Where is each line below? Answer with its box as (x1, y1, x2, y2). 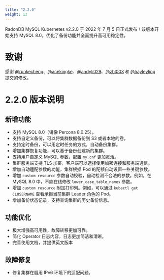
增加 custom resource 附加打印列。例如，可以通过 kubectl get (12, 185, 138, 191)
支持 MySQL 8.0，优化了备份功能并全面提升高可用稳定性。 (9, 32, 128, 38)
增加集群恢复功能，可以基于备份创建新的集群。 (12, 148, 107, 154)
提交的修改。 (5, 75, 31, 81)
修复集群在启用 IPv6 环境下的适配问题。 (12, 270, 93, 276)
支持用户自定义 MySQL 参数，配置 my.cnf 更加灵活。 (12, 154, 119, 160)
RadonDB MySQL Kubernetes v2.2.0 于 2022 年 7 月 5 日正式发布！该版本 (5, 26, 155, 32)
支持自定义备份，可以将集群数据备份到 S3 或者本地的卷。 (12, 136, 129, 141)
